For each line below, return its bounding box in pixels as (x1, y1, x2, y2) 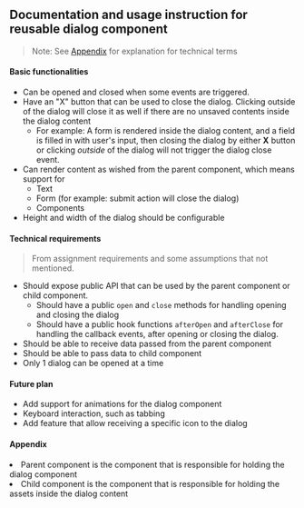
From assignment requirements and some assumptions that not (31, 254, 269, 264)
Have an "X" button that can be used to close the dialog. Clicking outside (22, 96, 296, 107)
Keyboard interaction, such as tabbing (22, 408, 165, 419)
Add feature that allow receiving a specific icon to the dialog (22, 418, 248, 429)
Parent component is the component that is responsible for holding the (21, 459, 286, 470)
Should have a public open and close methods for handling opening (35, 300, 288, 311)
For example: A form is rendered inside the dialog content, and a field (35, 125, 296, 136)
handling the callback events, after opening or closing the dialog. (35, 329, 279, 340)
